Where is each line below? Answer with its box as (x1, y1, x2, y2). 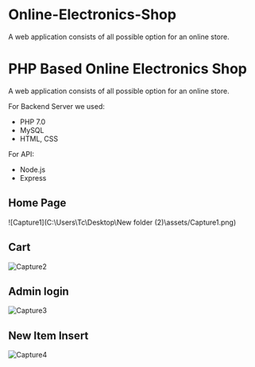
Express (19, 173, 47, 182)
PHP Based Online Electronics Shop (8, 60, 248, 78)
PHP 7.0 (19, 117, 46, 127)
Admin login (8, 284, 69, 298)
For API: (8, 149, 34, 158)
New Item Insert (8, 329, 89, 342)
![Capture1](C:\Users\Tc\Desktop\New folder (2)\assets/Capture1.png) (8, 217, 237, 227)
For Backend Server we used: (8, 101, 105, 111)
